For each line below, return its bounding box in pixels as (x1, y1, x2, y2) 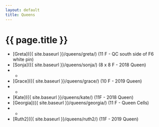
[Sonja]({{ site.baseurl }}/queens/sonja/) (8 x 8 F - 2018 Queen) (12, 62, 146, 68)
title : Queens (5, 12, 36, 17)
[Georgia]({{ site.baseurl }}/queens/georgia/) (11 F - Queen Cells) (12, 100, 149, 106)
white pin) (12, 57, 34, 63)
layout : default (5, 7, 40, 13)
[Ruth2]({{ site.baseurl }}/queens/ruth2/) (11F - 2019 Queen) (12, 116, 139, 122)
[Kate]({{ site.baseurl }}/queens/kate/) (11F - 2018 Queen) (12, 94, 134, 100)
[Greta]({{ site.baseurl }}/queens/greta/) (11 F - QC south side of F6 (12, 51, 154, 57)
